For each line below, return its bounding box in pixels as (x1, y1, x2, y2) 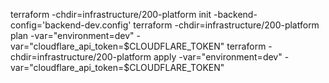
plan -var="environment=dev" (10, 30, 135, 41)
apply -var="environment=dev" (153, 51, 283, 63)
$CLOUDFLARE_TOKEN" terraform (123, 40, 267, 52)
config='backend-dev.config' (10, 19, 132, 31)
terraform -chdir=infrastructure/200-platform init (10, 9, 212, 20)
